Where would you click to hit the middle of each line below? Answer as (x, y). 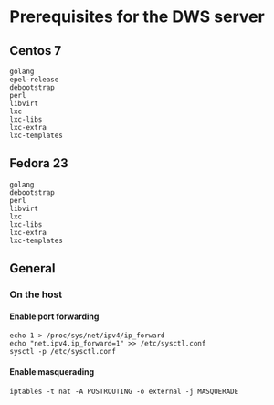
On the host (36, 294)
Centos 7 (36, 51)
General (33, 268)
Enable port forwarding (54, 316)
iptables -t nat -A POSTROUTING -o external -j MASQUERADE (124, 391)
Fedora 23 (39, 163)
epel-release (34, 80)
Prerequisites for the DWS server (137, 17)
